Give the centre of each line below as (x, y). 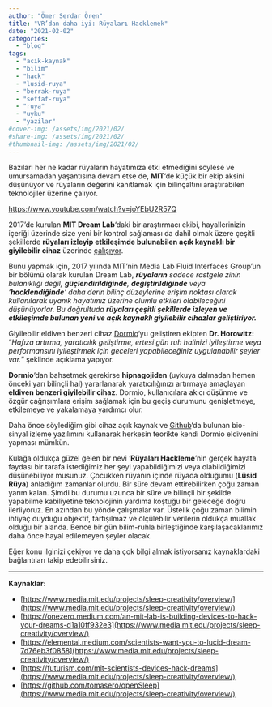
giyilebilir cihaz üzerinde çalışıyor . (66, 250)
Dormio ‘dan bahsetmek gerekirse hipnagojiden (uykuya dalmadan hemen (132, 375)
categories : (28, 39)
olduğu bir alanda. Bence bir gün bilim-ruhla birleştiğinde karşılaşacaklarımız (136, 527)
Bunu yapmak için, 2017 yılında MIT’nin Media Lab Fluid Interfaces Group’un (135, 266)
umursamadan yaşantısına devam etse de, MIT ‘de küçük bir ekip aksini (127, 176)
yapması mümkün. (39, 442)
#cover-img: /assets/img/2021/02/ (67, 129)
